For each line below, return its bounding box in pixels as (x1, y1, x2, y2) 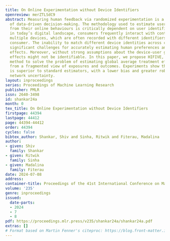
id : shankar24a (5, 97, 37, 102)
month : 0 (5, 102, 24, 107)
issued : (5, 195, 22, 200)
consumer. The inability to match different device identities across (10, 40, 162, 45)
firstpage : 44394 (5, 111, 42, 116)
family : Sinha (10, 158, 39, 163)
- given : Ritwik (5, 153, 39, 158)
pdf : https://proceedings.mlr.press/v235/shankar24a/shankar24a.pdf (5, 219, 153, 224)
